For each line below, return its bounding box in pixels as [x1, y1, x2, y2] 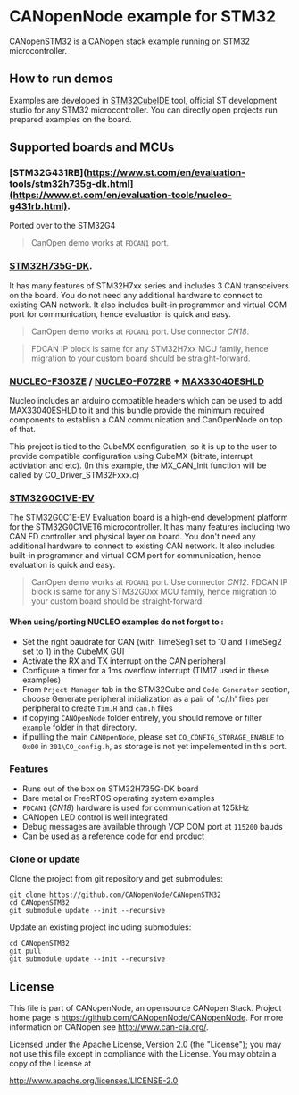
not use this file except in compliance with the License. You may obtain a [9, 1048, 277, 1059]
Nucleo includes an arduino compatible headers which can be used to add [9, 396, 283, 406]
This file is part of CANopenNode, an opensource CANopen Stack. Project [9, 1002, 282, 1013]
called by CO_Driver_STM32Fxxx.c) [9, 470, 140, 481]
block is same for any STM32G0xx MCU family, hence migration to [30, 587, 277, 598]
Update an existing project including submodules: [9, 922, 192, 932]
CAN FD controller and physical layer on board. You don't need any [9, 531, 256, 542]
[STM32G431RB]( [9, 167, 87, 180]
